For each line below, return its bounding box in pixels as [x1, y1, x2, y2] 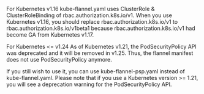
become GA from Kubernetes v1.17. [6, 31, 94, 38]
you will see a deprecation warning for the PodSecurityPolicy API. [6, 81, 172, 88]
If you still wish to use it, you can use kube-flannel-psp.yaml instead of [6, 68, 185, 75]
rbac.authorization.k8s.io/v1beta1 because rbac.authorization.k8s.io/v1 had [6, 24, 195, 32]
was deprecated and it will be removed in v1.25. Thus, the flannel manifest [6, 49, 194, 57]
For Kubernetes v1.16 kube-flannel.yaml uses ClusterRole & [6, 5, 155, 12]
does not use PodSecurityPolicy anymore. [6, 56, 112, 63]
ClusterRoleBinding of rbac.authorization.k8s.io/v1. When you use [6, 12, 173, 19]
